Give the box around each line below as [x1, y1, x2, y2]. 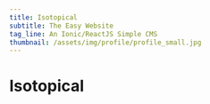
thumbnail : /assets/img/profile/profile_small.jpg [9, 37, 202, 47]
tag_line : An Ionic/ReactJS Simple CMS [9, 29, 158, 38]
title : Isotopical [9, 12, 78, 22]
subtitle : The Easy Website [9, 21, 114, 30]
